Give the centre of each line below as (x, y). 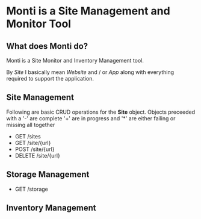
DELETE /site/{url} (37, 155)
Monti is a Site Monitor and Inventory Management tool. (75, 60)
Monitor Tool (39, 24)
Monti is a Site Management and (88, 11)
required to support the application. (50, 79)
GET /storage (31, 189)
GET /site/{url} (33, 143)
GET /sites (28, 136)
